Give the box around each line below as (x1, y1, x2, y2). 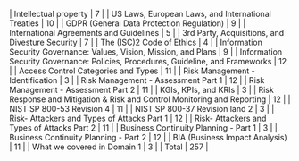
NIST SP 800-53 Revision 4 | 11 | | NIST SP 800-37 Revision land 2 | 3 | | (9, 104, 275, 114)
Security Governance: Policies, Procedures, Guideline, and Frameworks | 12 (9, 56, 287, 66)
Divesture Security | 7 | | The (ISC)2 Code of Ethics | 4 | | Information (9, 37, 263, 47)
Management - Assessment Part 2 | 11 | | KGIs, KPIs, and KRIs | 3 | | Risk (9, 85, 274, 95)
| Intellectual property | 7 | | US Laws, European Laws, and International (9, 9, 272, 19)
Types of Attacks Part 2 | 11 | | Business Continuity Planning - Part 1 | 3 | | (9, 123, 278, 133)
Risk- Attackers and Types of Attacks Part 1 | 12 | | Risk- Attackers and (9, 113, 267, 123)
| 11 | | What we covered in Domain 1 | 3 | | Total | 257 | (9, 141, 209, 152)
